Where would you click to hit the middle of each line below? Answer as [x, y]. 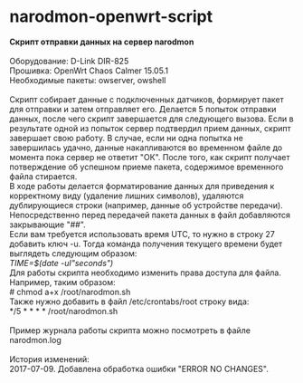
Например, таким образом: [62, 282]
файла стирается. [43, 176]
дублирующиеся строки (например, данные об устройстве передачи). [146, 205]
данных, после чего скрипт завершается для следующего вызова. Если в [151, 119]
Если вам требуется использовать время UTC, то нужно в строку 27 [142, 234]
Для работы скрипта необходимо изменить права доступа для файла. [146, 273]
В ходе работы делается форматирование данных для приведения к [142, 186]
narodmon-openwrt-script [111, 17]
